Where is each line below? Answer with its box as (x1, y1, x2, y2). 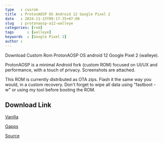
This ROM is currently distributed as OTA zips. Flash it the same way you (5, 76, 152, 82)
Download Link (5, 101, 51, 109)
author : (5, 39, 23, 44)
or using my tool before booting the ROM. (11, 86, 95, 93)
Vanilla (5, 114, 19, 120)
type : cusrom (5, 7, 38, 12)
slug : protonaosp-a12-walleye (5, 20, 73, 26)
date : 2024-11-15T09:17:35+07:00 (5, 16, 80, 21)
